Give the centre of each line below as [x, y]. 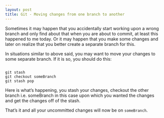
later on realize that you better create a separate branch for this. [70, 44]
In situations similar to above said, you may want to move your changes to [80, 54]
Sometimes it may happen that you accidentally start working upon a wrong [82, 28]
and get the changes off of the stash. [43, 100]
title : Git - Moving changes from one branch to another [65, 14]
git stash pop [20, 81]
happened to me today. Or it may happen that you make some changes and [82, 39]
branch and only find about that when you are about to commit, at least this [82, 34]
